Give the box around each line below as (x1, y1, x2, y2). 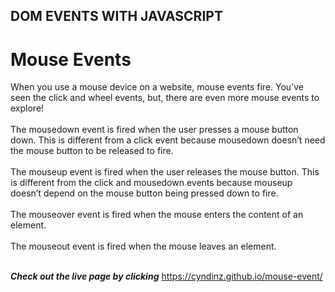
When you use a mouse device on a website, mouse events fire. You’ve (10, 81, 304, 93)
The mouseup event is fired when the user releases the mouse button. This (10, 166, 320, 178)
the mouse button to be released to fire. (10, 145, 174, 157)
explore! (10, 102, 45, 114)
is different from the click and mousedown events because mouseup (10, 177, 293, 189)
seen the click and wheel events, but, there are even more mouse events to (10, 92, 320, 104)
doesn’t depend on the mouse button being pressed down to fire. (10, 187, 279, 199)
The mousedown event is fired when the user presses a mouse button (10, 124, 299, 136)
